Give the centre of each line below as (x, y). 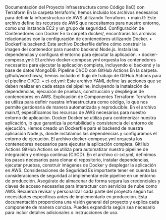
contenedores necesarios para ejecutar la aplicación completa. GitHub (77, 144)
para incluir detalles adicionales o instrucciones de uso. (62, 212)
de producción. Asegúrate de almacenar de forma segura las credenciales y (83, 181)
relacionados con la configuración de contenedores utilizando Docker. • (79, 39)
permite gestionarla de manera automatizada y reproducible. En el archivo (81, 107)
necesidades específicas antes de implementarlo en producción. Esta (76, 197)
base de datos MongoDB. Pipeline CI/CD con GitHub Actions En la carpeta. (82, 70)
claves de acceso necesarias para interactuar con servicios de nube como (81, 186)
